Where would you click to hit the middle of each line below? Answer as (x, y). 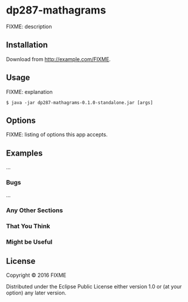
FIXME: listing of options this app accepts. (57, 135)
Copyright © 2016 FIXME (36, 275)
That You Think (28, 226)
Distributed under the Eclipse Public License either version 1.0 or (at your (94, 287)
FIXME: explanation (29, 92)
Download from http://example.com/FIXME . (59, 59)
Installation (27, 45)
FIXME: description (29, 26)
